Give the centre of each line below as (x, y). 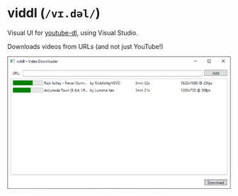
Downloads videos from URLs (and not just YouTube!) (85, 46)
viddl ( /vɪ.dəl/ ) (54, 13)
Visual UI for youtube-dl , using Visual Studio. (73, 33)
